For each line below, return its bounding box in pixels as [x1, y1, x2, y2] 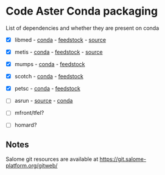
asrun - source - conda [14, 97, 73, 105]
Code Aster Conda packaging [5, 4, 158, 18]
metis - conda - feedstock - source [14, 49, 103, 55]
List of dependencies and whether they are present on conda [5, 24, 160, 32]
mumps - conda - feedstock [14, 61, 85, 68]
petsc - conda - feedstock [14, 85, 80, 92]
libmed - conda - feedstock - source [14, 36, 107, 43]
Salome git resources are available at [5, 156, 99, 163]
